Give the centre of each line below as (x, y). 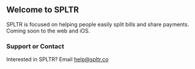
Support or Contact (35, 46)
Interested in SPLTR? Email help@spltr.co (58, 59)
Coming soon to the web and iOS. (48, 31)
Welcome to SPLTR (43, 10)
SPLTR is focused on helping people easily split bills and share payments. (98, 24)
